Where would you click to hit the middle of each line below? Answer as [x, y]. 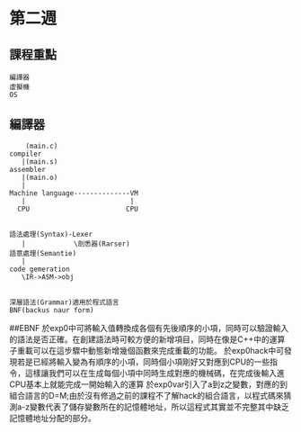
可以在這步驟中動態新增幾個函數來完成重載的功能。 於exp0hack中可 [159, 350]
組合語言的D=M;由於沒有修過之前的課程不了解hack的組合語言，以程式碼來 [147, 395]
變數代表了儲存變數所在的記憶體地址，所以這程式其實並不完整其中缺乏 [160, 407]
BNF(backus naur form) [52, 310]
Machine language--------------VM [74, 193]
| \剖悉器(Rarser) [75, 244]
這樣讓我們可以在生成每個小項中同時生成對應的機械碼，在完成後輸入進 [155, 373]
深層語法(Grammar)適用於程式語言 [64, 302]
